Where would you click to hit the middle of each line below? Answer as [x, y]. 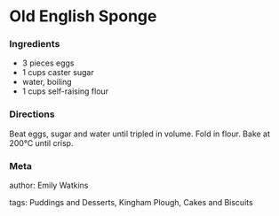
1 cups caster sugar [58, 73]
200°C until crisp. [41, 143]
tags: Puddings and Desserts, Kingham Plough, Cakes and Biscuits [131, 203]
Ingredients [35, 44]
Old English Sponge [83, 16]
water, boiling [47, 82]
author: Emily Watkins [49, 185]
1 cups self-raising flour [65, 91]
